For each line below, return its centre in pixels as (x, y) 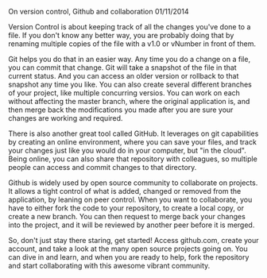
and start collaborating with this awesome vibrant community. (109, 266)
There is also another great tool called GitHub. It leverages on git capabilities (133, 133)
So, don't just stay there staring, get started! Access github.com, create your (134, 240)
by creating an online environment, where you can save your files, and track (132, 142)
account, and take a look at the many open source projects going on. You (128, 249)
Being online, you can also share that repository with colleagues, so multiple (133, 159)
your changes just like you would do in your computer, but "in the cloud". (127, 151)
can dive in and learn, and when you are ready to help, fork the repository (129, 257)
